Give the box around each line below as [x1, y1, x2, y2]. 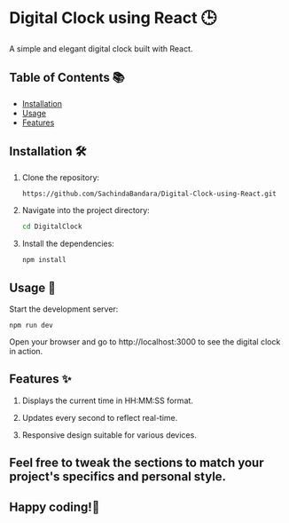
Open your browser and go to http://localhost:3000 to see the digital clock [9, 337, 281, 347]
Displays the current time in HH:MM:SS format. [21, 395, 193, 406]
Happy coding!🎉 [9, 499, 100, 514]
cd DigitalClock [21, 222, 82, 232]
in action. [9, 346, 43, 356]
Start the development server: [9, 304, 119, 314]
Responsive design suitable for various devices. [21, 429, 197, 440]
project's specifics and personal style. [9, 469, 227, 485]
